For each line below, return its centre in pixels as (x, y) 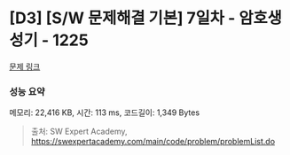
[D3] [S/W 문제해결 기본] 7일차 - (122, 18)
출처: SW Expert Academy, (79, 132)
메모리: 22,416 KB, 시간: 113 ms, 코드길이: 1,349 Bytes (105, 112)
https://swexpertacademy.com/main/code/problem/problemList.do (153, 142)
